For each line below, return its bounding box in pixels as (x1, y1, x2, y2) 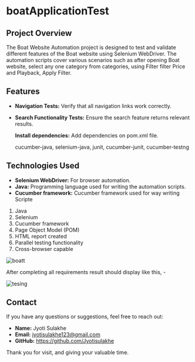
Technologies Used (6, 161, 79, 171)
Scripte (14, 195, 33, 203)
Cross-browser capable (14, 245, 73, 252)
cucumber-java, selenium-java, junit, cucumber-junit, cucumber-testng (14, 143, 190, 151)
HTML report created (14, 232, 67, 240)
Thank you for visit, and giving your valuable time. (6, 349, 129, 356)
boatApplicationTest (6, 4, 109, 18)
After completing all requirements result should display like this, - (6, 268, 166, 275)
